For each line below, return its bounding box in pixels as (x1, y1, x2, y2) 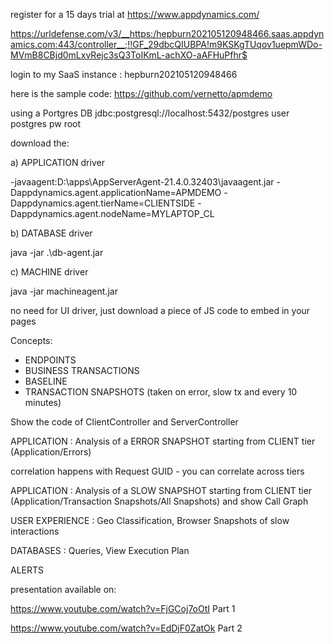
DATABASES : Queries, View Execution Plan (10, 545, 190, 556)
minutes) (24, 397, 62, 408)
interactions (10, 525, 60, 537)
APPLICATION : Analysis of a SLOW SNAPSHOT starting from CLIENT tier (10, 485, 313, 496)
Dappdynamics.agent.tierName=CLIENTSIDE (10, 197, 196, 209)
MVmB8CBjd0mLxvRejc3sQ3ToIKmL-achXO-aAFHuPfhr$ (10, 49, 248, 61)
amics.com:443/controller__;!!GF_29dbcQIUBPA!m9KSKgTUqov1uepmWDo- (10, 39, 323, 50)
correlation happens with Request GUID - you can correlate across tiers (10, 465, 305, 477)
